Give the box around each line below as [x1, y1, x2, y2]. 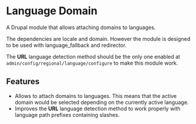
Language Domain [6, 4, 98, 18]
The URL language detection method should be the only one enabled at [6, 53, 181, 60]
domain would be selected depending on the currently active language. [14, 98, 189, 106]
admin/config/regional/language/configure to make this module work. [6, 59, 179, 66]
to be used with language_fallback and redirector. [6, 42, 127, 49]
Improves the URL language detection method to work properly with [14, 105, 181, 112]
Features [6, 77, 40, 87]
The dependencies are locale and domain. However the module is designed [6, 35, 191, 42]
